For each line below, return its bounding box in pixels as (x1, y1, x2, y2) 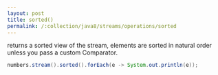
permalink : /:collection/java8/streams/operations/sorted (7, 22, 177, 29)
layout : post (7, 10, 45, 17)
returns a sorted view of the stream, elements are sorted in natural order (7, 42, 212, 50)
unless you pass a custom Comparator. (7, 48, 118, 57)
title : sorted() (7, 16, 54, 23)
